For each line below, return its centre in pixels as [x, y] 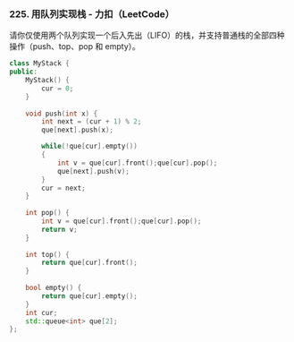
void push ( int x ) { [62, 114]
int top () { [47, 254]
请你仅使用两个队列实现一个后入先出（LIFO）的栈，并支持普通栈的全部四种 [147, 35]
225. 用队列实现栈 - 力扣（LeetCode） [92, 13]
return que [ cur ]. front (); [90, 263]
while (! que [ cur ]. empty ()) [90, 146]
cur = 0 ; [58, 88]
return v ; [59, 229]
